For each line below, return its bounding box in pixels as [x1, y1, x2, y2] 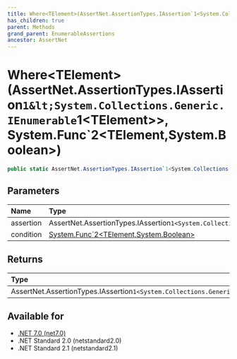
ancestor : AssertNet [7, 37, 68, 44]
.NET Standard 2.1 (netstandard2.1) [17, 344, 119, 353]
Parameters [7, 185, 60, 197]
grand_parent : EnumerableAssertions [7, 30, 115, 37]
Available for [7, 310, 65, 322]
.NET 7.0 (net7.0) [17, 329, 66, 338]
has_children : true [7, 17, 65, 24]
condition [11, 229, 42, 239]
